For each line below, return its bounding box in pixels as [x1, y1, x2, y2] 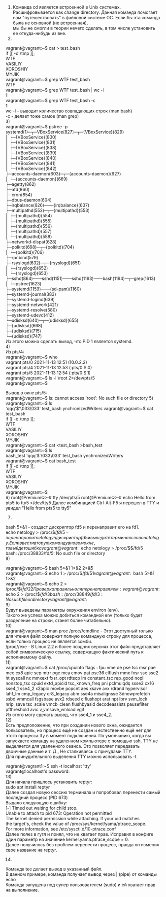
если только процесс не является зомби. [5, 638, 93, 644]
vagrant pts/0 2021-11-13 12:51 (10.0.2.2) [5, 359, 88, 365]
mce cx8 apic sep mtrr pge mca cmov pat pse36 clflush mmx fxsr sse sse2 [5, 670, 159, 676]
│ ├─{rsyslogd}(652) [5, 265, 48, 271]
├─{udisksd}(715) [5, 328, 41, 334]
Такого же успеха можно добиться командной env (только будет [5, 612, 143, 618]
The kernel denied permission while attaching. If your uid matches [5, 816, 140, 821]
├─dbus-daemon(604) [5, 197, 52, 203]
